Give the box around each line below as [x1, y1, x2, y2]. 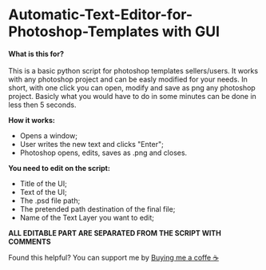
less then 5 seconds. [8, 100, 77, 109]
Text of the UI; [19, 187, 67, 197]
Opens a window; [19, 130, 78, 141]
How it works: [8, 115, 56, 125]
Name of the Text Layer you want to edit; [19, 212, 154, 222]
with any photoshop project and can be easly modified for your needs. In [8, 74, 248, 84]
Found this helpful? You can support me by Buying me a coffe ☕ [8, 252, 220, 262]
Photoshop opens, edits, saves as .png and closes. [19, 148, 188, 157]
